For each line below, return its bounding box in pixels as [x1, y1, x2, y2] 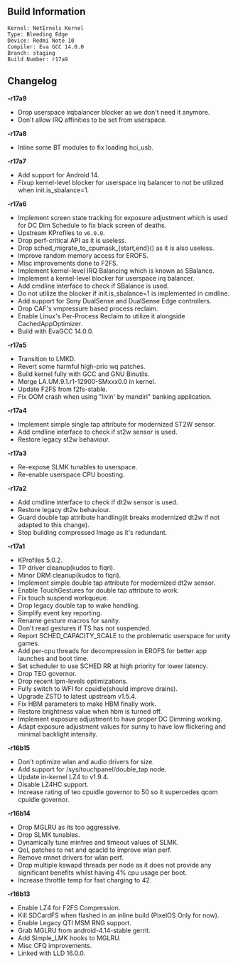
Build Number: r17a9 [7, 56, 69, 63]
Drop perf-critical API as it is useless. [17, 236, 126, 244]
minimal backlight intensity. [17, 729, 98, 738]
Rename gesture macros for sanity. [17, 616, 121, 625]
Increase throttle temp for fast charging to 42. [17, 875, 152, 884]
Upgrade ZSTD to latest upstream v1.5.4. [17, 692, 137, 700]
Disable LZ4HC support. [17, 780, 89, 788]
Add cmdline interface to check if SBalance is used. [17, 281, 169, 290]
